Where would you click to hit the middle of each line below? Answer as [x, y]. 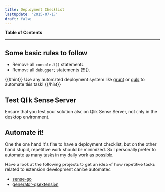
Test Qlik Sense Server [41, 100]
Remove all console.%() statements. [48, 65]
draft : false [18, 19]
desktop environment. [27, 117]
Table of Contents [24, 33]
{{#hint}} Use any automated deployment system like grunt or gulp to [75, 80]
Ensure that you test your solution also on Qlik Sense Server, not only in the [81, 112]
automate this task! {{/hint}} [33, 84]
